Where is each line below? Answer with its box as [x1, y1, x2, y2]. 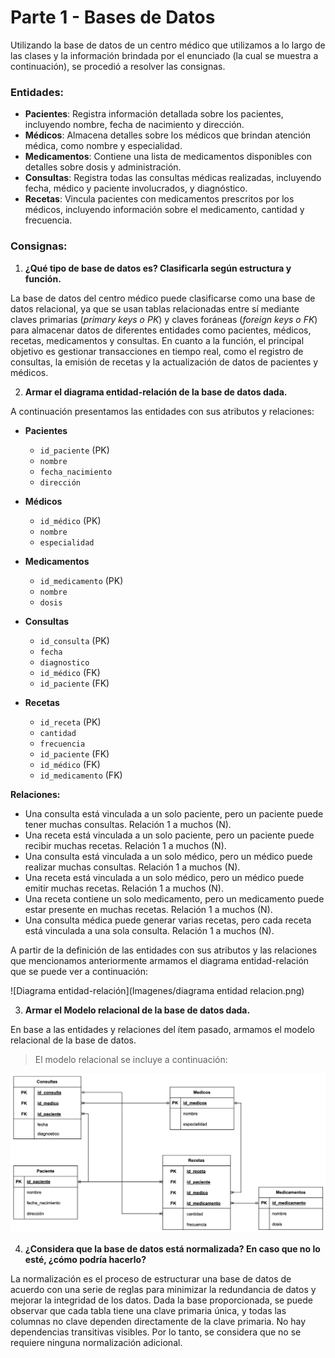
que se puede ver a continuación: [10, 965, 149, 977]
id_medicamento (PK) [39, 574, 124, 586]
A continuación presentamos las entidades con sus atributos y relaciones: [10, 405, 315, 417]
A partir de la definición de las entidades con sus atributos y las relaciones [10, 944, 318, 956]
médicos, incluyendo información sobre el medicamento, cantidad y [24, 204, 305, 216]
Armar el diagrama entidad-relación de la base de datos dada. [24, 386, 288, 398]
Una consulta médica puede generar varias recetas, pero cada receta [24, 914, 312, 926]
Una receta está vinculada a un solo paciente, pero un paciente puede [24, 829, 315, 841]
